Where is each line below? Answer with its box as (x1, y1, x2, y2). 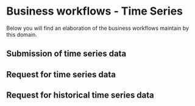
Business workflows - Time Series (6, 4, 183, 18)
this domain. (6, 30, 38, 38)
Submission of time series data (6, 49, 127, 59)
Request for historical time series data (6, 90, 154, 101)
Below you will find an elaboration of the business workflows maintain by (6, 24, 190, 32)
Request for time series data (6, 69, 116, 80)
